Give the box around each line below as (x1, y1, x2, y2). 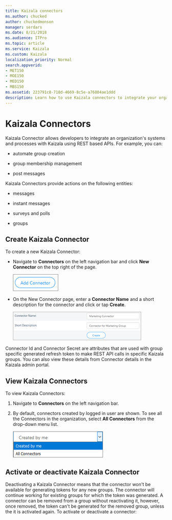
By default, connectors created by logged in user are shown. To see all (12, 410, 162, 417)
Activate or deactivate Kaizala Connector (5, 468, 140, 476)
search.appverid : (5, 62, 42, 68)
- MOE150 (5, 74, 24, 79)
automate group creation (12, 150, 66, 156)
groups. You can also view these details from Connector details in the (5, 356, 152, 363)
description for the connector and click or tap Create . (12, 301, 126, 308)
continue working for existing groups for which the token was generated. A (5, 492, 163, 498)
